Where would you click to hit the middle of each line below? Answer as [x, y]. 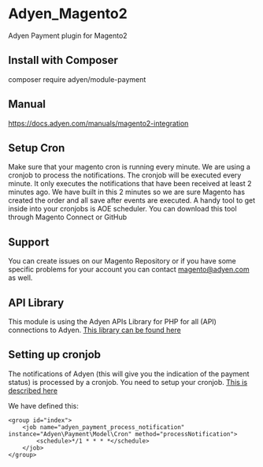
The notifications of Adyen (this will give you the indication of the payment [129, 374]
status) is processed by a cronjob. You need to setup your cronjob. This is [128, 382]
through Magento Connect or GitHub [68, 217]
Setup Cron [37, 148]
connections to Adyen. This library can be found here [94, 330]
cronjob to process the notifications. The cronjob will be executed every [125, 175]
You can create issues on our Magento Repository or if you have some [122, 261]
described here [33, 390]
